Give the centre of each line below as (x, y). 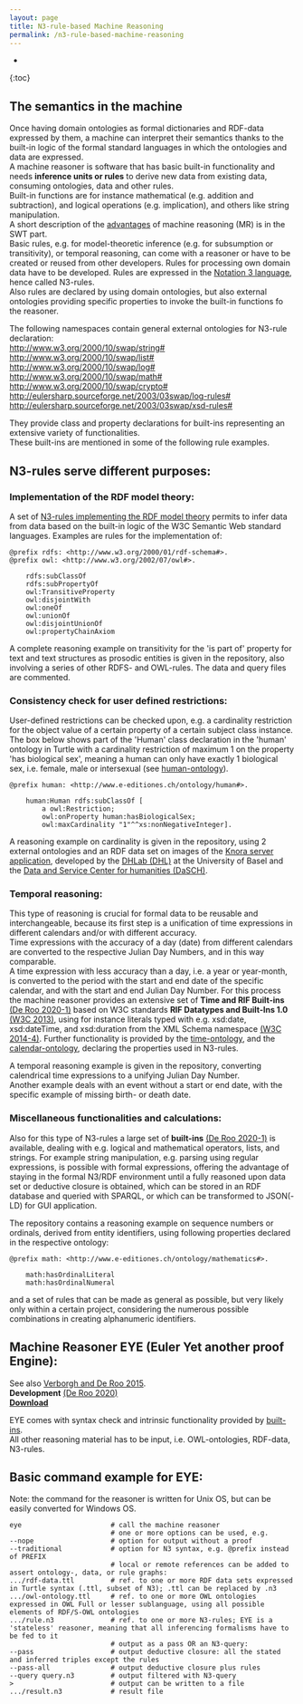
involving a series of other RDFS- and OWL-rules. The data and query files (148, 668)
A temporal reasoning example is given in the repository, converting (136, 1066)
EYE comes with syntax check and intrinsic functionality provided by (137, 1420)
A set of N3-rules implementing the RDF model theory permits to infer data (148, 516)
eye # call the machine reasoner (115, 1526)
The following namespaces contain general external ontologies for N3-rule (148, 329)
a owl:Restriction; (79, 809)
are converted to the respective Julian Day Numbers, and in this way (137, 952)
